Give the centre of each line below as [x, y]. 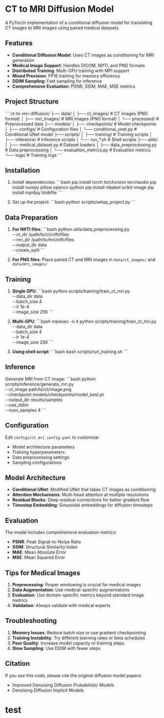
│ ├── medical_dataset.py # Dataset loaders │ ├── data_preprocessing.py [81, 144]
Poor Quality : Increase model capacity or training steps [68, 643]
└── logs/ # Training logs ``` [34, 155]
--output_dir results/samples [34, 400]
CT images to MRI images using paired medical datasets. [62, 27]
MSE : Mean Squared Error [38, 557]
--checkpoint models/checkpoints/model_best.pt [55, 394]
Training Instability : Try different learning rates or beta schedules [79, 638]
